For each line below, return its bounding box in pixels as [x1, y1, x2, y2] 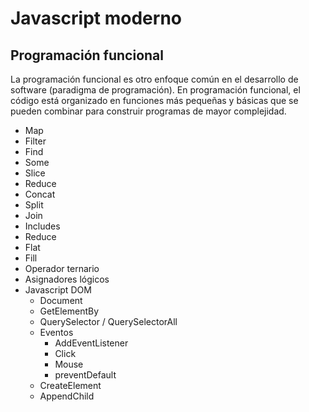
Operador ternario [24, 263, 100, 274]
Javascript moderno [10, 7, 182, 30]
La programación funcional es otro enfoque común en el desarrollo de [10, 73, 299, 85]
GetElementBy [39, 305, 100, 317]
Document [39, 295, 83, 306]
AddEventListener [54, 337, 129, 349]
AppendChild [39, 390, 95, 402]
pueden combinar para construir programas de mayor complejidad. [10, 105, 287, 117]
